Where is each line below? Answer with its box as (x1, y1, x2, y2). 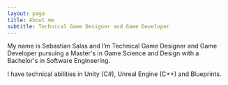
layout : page (7, 10, 45, 17)
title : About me (7, 17, 54, 23)
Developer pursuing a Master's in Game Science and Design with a (7, 49, 199, 57)
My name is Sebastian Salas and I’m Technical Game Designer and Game (7, 42, 218, 50)
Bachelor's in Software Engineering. (7, 57, 110, 65)
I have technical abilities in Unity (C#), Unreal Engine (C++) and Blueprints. (7, 70, 222, 78)
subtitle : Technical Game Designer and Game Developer (7, 23, 170, 30)
